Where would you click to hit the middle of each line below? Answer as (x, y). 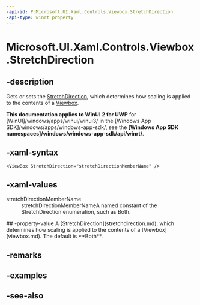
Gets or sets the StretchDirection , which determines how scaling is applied (98, 96)
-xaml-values (32, 185)
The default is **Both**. (73, 236)
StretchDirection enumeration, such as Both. (76, 212)
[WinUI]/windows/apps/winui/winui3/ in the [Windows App (79, 121)
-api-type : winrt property (40, 17)
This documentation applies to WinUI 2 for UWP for (71, 114)
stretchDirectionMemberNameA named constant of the (89, 205)
